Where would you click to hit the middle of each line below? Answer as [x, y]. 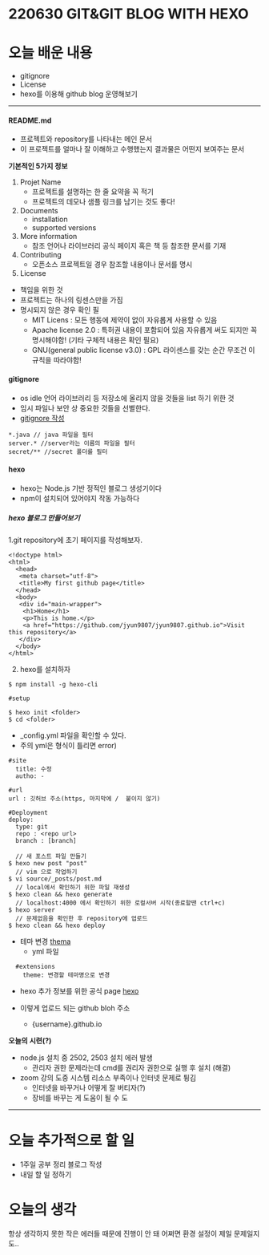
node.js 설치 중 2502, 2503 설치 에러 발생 [86, 1057]
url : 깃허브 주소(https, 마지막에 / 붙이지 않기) [84, 799]
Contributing [40, 255]
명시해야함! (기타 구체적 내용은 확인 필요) [95, 340]
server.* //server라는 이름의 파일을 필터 [72, 443]
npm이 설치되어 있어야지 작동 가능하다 [80, 498]
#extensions [36, 966]
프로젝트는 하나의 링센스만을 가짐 [71, 300]
